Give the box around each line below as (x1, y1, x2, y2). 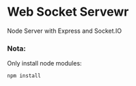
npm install (7, 72, 41, 79)
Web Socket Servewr (7, 4, 129, 20)
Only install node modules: (7, 59, 82, 68)
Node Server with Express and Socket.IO (7, 27, 122, 35)
